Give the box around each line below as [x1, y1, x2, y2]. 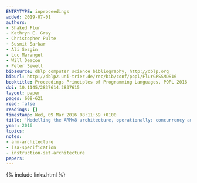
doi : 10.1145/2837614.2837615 [6, 85, 80, 91]
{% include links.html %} [6, 171, 66, 178]
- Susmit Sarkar [6, 42, 46, 47]
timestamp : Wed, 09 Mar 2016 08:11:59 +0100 [6, 112, 117, 118]
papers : [6, 156, 25, 161]
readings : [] [6, 106, 38, 112]
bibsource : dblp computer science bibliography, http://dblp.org [6, 68, 169, 74]
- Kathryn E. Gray [6, 30, 51, 36]
